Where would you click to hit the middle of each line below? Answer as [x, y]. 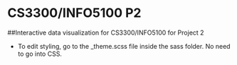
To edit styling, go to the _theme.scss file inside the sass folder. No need [124, 46]
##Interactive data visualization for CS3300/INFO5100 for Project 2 [106, 32]
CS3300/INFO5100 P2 [74, 13]
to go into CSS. [40, 54]
